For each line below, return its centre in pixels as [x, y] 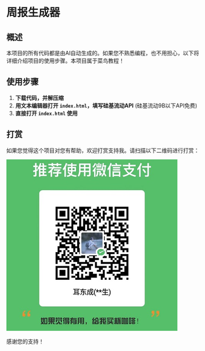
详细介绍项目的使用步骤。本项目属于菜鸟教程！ [65, 61]
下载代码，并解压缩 [39, 98]
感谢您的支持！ [25, 341]
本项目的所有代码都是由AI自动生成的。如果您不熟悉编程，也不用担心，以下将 [103, 53]
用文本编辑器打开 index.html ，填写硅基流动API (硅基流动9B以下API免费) [106, 106]
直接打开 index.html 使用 [47, 113]
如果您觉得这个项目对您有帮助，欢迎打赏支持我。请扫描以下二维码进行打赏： [103, 150]
